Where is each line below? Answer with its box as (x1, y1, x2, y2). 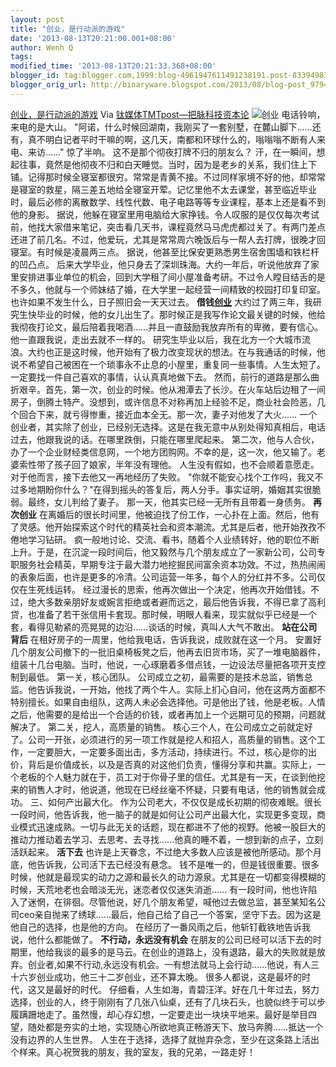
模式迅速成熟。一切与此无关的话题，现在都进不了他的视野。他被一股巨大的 (18, 821, 326, 833)
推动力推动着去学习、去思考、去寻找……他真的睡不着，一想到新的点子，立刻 (10, 833, 324, 845)
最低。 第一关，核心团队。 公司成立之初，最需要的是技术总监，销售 (27, 671, 305, 683)
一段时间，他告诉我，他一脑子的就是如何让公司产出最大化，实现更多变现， (10, 808, 317, 820)
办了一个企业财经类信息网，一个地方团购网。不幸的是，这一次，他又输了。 (10, 446, 317, 458)
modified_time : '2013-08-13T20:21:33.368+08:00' (10, 61, 217, 71)
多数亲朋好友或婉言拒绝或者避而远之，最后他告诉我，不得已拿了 (44, 596, 308, 608)
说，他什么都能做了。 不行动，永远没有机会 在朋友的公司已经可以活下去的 (10, 933, 313, 945)
